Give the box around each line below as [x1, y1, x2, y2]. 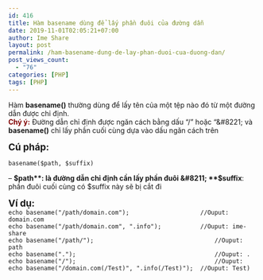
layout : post [8, 41, 52, 49]
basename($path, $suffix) [8, 159, 94, 167]
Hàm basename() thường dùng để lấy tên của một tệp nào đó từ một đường [8, 100, 256, 110]
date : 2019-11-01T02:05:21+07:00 [8, 26, 119, 34]
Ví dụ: [8, 196, 36, 209]
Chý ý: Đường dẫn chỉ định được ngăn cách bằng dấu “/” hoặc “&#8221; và [8, 117, 253, 126]
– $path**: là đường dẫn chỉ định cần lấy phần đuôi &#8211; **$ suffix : [8, 173, 245, 183]
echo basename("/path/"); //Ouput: [8, 236, 244, 244]
